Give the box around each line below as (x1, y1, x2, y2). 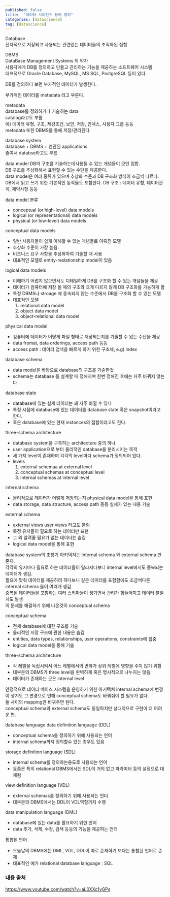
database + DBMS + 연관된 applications (5, 143, 88, 150)
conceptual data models (5, 228, 56, 234)
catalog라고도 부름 (5, 115, 43, 121)
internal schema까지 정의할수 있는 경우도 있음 (12, 739, 105, 745)
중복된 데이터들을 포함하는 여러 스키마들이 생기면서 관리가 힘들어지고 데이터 (5, 590, 155, 596)
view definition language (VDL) (5, 782, 70, 788)
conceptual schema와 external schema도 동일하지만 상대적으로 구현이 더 (5, 706, 153, 712)
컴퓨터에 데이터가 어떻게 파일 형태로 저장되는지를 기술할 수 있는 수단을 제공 (12, 334, 161, 340)
